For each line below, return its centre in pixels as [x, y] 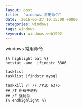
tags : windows [20, 29]
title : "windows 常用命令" [33, 15]
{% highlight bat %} [27, 59]
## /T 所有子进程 [22, 91]
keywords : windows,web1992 [34, 34]
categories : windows [27, 24]
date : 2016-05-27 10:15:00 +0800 [42, 19]
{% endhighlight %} [26, 100]
